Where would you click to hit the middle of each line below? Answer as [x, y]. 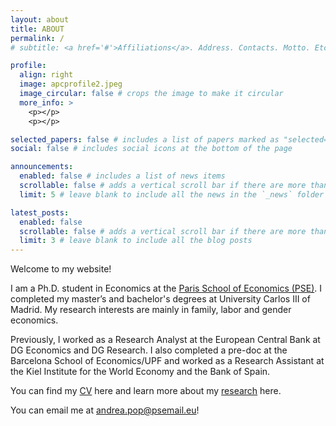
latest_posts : [40, 212]
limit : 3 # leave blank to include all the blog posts [136, 241]
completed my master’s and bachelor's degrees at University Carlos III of [160, 299]
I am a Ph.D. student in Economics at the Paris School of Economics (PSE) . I [166, 288]
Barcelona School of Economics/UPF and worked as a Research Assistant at [167, 361]
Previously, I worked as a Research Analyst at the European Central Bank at [165, 340]
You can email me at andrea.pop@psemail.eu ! [105, 410]
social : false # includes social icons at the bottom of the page [151, 149]
